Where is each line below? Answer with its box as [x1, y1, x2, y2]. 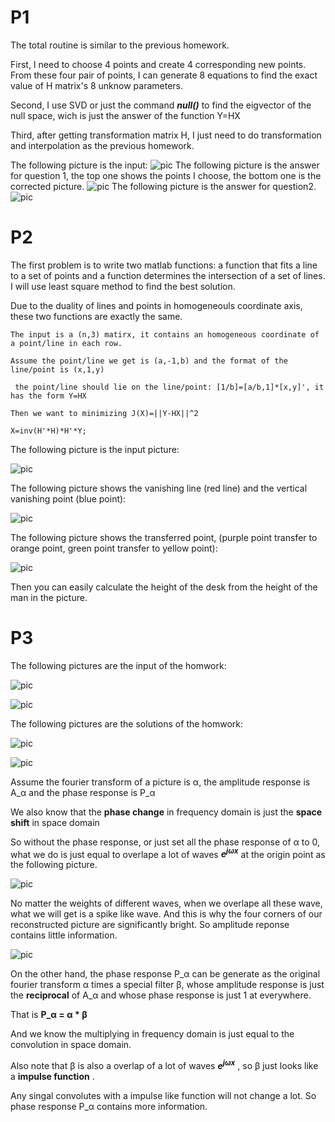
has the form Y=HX [10, 391, 87, 401]
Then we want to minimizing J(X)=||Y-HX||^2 [10, 408, 199, 418]
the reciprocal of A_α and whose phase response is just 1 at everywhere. [10, 989, 312, 1001]
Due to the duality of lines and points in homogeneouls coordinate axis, [10, 299, 303, 311]
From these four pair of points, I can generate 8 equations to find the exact [10, 69, 318, 81]
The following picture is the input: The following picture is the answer [10, 159, 320, 171]
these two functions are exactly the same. [10, 310, 183, 322]
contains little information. [10, 929, 118, 941]
